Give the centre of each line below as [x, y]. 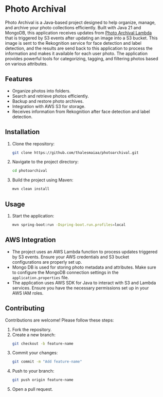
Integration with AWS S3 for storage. [49, 106]
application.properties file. [40, 277]
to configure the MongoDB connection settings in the [65, 272]
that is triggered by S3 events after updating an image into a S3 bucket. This [81, 38]
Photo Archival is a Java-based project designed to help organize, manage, [81, 22]
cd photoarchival [30, 171]
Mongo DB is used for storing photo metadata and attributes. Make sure [84, 267]
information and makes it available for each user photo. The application [76, 53]
